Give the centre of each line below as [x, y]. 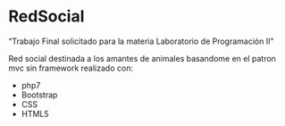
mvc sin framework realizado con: [71, 68]
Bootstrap [39, 95]
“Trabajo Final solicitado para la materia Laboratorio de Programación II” [141, 41]
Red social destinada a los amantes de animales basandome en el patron [142, 58]
